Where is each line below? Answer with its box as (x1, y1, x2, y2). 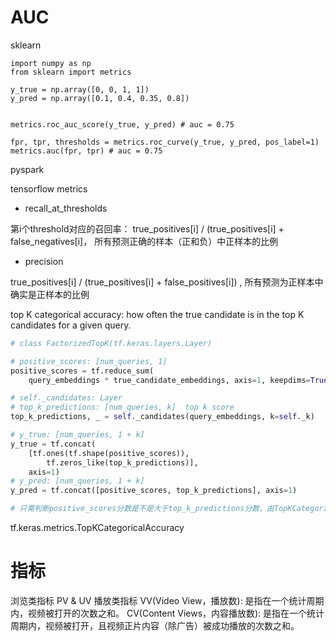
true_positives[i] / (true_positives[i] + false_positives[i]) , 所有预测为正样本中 (10, 276, 324, 288)
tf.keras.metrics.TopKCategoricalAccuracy (10, 522, 185, 534)
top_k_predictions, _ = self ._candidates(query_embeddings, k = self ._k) (10, 412, 315, 422)
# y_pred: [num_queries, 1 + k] (10, 476, 145, 486)
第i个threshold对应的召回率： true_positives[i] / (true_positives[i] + (10, 222, 285, 235)
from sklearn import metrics (10, 67, 132, 77)
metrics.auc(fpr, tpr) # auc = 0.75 (10, 146, 163, 156)
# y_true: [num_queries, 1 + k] (10, 430, 145, 440)
